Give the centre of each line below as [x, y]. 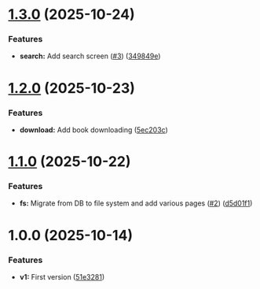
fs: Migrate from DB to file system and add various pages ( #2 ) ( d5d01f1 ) [136, 203]
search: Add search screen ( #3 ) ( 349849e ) [90, 56]
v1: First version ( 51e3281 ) [62, 276]
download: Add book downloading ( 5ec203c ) [93, 130]
